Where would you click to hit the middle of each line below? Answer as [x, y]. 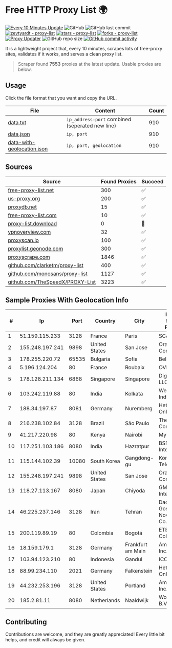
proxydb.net [23, 207]
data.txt [17, 122]
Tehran [134, 512]
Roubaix [135, 368]
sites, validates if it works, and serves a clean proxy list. [64, 54]
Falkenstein [139, 571]
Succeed [153, 181]
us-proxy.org [24, 198]
